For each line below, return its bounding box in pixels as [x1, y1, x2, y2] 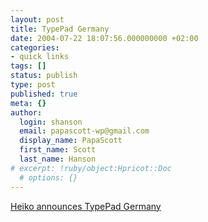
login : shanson [19, 117, 83, 127]
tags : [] [10, 61, 47, 71]
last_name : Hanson [19, 154, 97, 164]
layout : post [10, 14, 65, 25]
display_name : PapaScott [19, 136, 123, 146]
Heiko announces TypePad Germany [10, 200, 162, 212]
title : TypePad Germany [10, 24, 110, 34]
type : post [10, 80, 56, 90]
